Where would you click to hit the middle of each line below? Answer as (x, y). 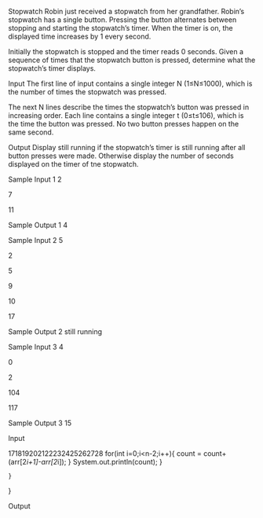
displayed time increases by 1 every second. (80, 36)
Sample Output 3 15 (40, 423)
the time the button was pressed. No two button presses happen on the (124, 124)
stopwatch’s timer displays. (52, 68)
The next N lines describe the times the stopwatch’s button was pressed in (129, 107)
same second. (31, 132)
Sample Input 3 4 (36, 347)
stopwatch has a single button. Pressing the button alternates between (122, 20)
